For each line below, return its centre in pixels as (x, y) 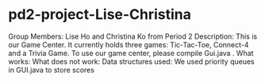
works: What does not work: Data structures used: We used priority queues (132, 61)
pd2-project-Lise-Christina (100, 15)
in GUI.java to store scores (52, 69)
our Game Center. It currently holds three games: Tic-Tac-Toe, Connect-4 (129, 44)
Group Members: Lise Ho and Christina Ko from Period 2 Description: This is (133, 36)
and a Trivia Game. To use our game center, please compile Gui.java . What (131, 53)
